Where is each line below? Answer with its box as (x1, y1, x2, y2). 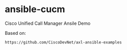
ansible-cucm (5, 4, 65, 15)
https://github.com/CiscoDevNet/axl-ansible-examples (5, 39, 122, 45)
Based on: (5, 30, 26, 36)
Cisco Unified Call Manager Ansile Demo (5, 20, 91, 26)
